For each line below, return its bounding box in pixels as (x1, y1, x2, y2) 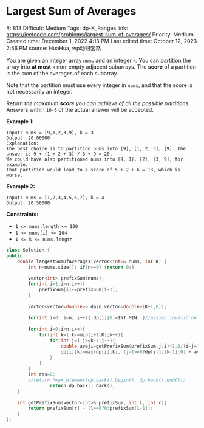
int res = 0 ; (28, 371, 56, 378)
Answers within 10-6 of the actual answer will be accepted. (6, 106, 154, 113)
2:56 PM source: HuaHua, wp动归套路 (6, 44, 101, 52)
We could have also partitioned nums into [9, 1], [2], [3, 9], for (6, 156, 183, 162)
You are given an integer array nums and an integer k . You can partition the (6, 57, 191, 64)
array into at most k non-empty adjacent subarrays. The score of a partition (6, 63, 196, 71)
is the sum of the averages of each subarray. (6, 69, 118, 77)
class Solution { (6, 247, 50, 253)
